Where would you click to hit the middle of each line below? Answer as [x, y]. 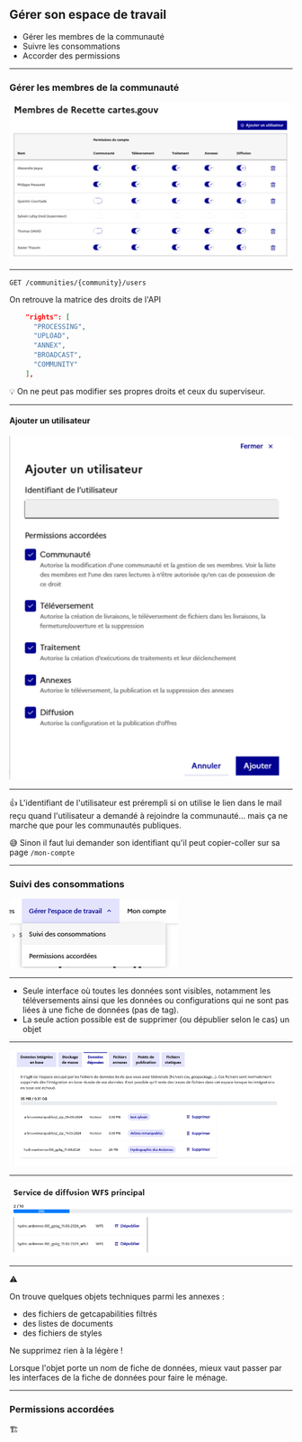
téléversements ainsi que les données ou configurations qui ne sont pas [155, 1001]
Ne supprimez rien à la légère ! [66, 1351]
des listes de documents [68, 1324]
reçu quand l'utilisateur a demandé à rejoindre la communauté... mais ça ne [149, 816]
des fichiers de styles [62, 1333]
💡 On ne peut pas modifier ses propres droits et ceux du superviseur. [138, 391]
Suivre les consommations [71, 46]
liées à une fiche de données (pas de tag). [101, 1010]
